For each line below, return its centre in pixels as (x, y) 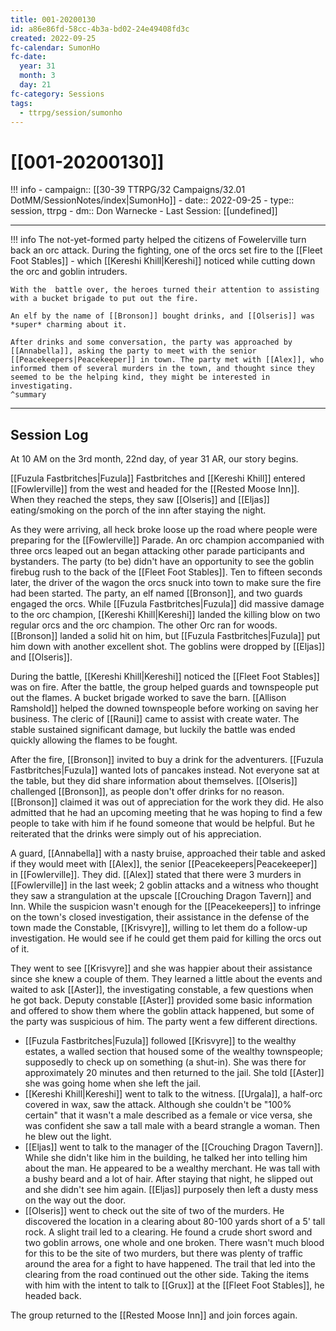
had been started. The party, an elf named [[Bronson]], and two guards (156, 593)
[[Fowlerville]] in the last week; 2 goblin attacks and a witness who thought (164, 885)
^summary (28, 395)
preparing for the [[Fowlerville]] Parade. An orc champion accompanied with (167, 540)
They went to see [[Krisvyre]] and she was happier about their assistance (161, 968)
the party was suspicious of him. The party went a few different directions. (164, 1022)
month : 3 (37, 76)
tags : (21, 103)
